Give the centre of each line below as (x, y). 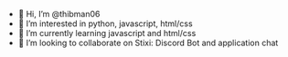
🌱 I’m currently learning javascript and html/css (107, 33)
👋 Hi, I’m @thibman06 (59, 14)
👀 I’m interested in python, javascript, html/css (106, 24)
